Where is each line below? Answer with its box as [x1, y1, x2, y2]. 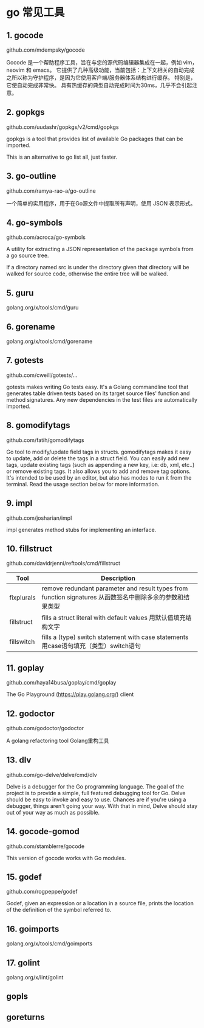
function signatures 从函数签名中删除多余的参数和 [41, 593, 184, 602]
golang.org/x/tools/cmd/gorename [6, 338, 93, 345]
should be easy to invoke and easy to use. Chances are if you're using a [6, 796, 186, 803]
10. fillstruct [6, 543, 53, 554]
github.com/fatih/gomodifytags [6, 436, 84, 444]
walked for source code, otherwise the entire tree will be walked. [6, 270, 169, 277]
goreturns [6, 1012, 46, 1022]
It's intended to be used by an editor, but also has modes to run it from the [6, 474, 192, 481]
